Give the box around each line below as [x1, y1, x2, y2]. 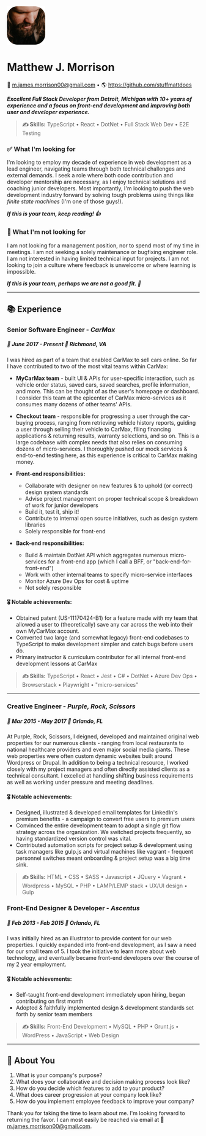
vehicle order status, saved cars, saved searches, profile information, [15, 381, 191, 388]
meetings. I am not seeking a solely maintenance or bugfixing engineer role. [7, 248, 198, 255]
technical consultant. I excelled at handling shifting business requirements [7, 771, 194, 779]
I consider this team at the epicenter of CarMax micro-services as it [15, 394, 186, 401]
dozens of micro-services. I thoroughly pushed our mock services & [15, 445, 188, 452]
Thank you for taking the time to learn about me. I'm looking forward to [7, 1110, 185, 1117]
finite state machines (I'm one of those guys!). [7, 198, 123, 205]
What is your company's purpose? [15, 1072, 103, 1079]
